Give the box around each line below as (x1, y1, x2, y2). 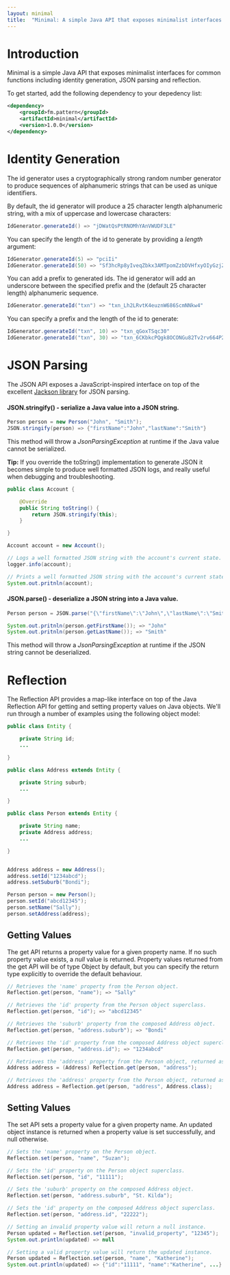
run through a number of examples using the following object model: (7, 710, 201, 718)
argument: (7, 242, 36, 251)
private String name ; (19, 822, 81, 830)
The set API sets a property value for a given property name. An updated (7, 1120, 213, 1129)
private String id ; (19, 736, 75, 743)
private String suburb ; (19, 779, 88, 786)
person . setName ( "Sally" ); (7, 904, 81, 911)
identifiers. (7, 188, 38, 196)
